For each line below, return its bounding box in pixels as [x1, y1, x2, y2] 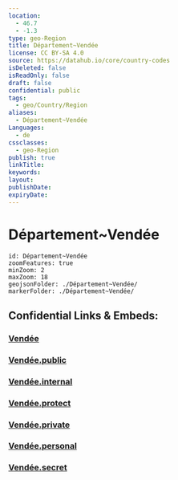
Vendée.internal [8, 376, 73, 387]
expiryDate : [8, 190, 48, 199]
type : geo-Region [8, 34, 67, 43]
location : [8, 11, 42, 20]
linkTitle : [8, 161, 45, 169]
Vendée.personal [8, 441, 78, 452]
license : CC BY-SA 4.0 [8, 49, 84, 57]
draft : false [8, 79, 52, 87]
